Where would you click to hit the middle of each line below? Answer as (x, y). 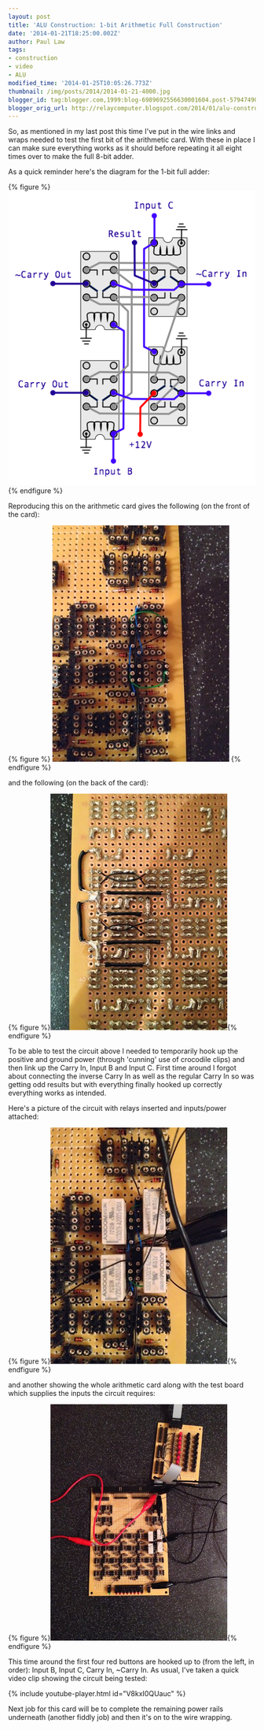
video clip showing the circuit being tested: (78, 1678)
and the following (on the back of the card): (79, 782)
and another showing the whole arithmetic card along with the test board (126, 1385)
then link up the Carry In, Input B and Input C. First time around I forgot (123, 1067)
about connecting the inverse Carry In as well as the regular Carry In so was (131, 1076)
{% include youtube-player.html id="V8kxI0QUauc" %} (97, 1693)
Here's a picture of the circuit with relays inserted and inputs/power (117, 1108)
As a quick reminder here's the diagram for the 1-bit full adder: (109, 172)
